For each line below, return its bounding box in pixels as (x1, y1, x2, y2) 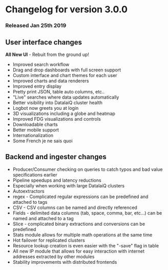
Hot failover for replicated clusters (12, 237, 86, 243)
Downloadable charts (12, 121, 58, 127)
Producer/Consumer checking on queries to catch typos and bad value (12, 166, 163, 172)
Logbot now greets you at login (12, 105, 79, 111)
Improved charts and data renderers (12, 78, 89, 84)
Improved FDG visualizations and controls (12, 115, 101, 122)
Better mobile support (12, 127, 59, 133)
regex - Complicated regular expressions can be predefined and (12, 194, 149, 200)
